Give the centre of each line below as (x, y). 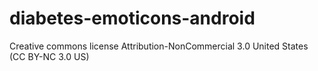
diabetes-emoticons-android (132, 18)
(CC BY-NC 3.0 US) (49, 56)
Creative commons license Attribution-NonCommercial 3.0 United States (159, 46)
